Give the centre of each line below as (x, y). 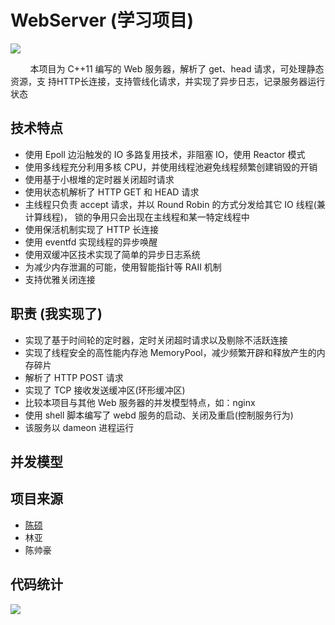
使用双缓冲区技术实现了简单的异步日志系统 (112, 254)
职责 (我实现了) (56, 314)
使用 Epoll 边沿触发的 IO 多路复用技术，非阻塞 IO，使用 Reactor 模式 (165, 154)
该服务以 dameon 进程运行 (79, 427)
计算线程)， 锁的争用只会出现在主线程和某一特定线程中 (137, 217)
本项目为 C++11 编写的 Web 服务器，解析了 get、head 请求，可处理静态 (177, 68)
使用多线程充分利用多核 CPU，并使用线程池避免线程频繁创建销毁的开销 (171, 167)
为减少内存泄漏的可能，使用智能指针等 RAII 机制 (123, 267)
